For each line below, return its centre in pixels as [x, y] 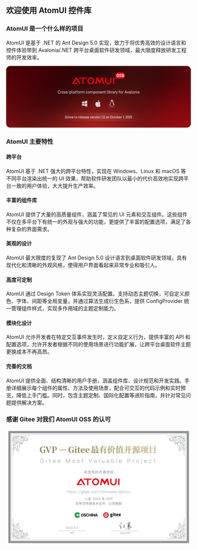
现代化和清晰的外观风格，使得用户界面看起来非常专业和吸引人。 [83, 265]
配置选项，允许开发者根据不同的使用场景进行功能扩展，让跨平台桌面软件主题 [98, 345]
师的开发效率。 [24, 57]
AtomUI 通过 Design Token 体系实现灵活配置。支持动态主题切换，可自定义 [95, 294]
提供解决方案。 [29, 402]
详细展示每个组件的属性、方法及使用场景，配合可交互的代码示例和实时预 [98, 388]
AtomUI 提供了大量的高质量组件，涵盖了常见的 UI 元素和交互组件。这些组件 [97, 214]
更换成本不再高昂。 [29, 352]
